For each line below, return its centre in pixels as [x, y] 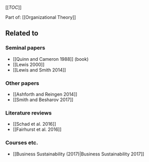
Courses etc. [22, 143]
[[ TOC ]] [13, 7]
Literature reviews [29, 113]
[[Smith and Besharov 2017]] [43, 100]
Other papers [22, 83]
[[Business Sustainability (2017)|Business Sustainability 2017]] [78, 154]
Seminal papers [25, 48]
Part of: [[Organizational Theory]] [41, 17]
